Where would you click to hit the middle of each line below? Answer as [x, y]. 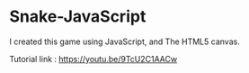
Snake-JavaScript [78, 17]
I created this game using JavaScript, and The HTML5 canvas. [124, 41]
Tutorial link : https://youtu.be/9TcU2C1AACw [93, 59]
